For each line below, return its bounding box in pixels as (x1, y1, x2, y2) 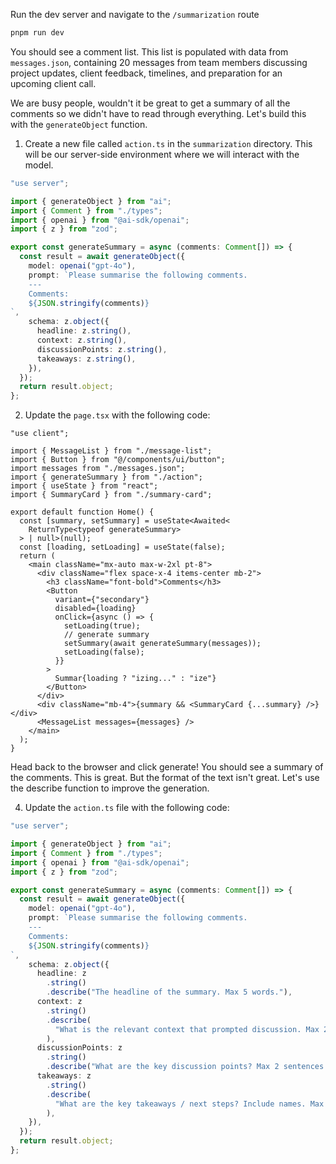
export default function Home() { (10, 507, 155, 518)
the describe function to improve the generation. (10, 782, 210, 794)
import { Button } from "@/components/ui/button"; (10, 455, 226, 465)
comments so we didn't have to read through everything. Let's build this (10, 107, 307, 119)
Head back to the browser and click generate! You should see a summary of (10, 761, 324, 773)
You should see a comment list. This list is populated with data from (10, 45, 289, 58)
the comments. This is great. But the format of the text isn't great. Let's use (10, 772, 320, 784)
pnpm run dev (10, 28, 65, 38)
